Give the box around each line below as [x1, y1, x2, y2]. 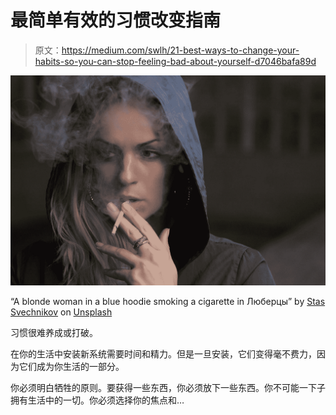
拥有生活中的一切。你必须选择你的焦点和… [10, 394, 185, 406]
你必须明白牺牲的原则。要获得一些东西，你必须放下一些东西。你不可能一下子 [10, 381, 326, 393]
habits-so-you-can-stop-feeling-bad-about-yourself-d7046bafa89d [34, 55, 317, 67]
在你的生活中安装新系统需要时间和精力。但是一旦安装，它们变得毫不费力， [10, 347, 317, 360]
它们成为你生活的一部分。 [18, 360, 125, 372]
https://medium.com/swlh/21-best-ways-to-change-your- [61, 44, 300, 56]
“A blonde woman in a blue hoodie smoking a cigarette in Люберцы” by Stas [10, 295, 326, 307]
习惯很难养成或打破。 [10, 326, 98, 338]
